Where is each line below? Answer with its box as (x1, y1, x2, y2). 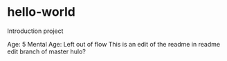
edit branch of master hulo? (7, 47, 87, 56)
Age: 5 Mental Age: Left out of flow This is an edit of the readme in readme (7, 40, 220, 48)
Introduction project (7, 27, 64, 35)
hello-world (7, 4, 76, 20)
